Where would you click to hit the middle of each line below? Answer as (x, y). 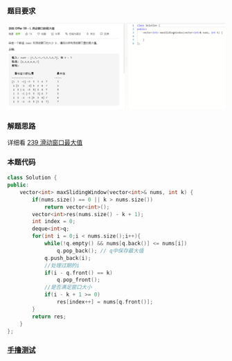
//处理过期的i (62, 265)
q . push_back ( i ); (68, 258)
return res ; (50, 317)
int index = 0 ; (54, 222)
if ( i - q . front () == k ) (78, 273)
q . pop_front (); (78, 280)
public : (18, 185)
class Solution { (32, 178)
